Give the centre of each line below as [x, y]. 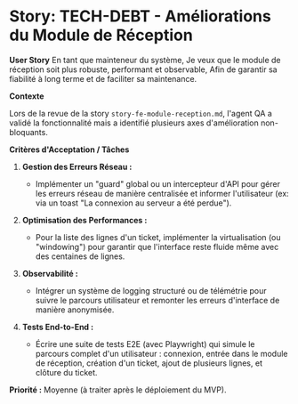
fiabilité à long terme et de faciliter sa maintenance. [103, 78]
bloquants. [29, 132]
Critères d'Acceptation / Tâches [69, 149]
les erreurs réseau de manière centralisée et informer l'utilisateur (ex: [162, 193]
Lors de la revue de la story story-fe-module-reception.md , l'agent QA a [141, 113]
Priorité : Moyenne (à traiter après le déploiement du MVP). [118, 390]
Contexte [27, 96]
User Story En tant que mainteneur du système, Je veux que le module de [145, 60]
